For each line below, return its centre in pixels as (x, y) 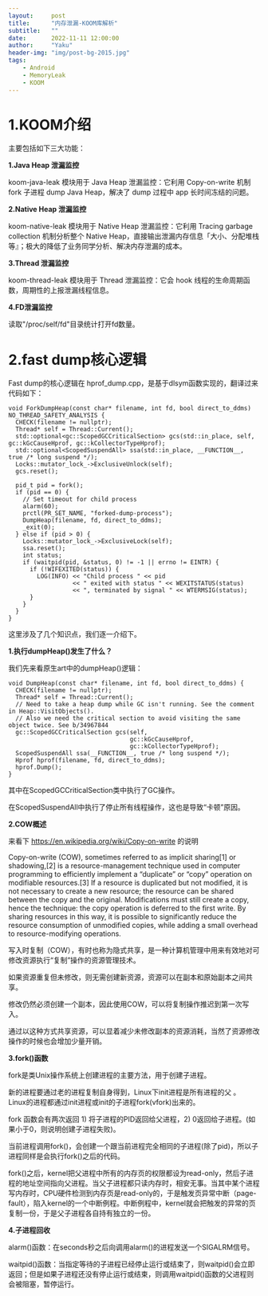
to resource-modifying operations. (65, 934)
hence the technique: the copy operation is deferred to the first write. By (127, 908)
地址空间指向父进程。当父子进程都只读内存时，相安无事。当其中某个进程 (141, 1183)
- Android (39, 68)
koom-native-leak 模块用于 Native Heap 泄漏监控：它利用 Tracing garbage (131, 226)
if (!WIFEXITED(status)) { (74, 570)
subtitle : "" (33, 30)
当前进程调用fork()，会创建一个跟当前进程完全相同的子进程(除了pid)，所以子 (134, 1146)
